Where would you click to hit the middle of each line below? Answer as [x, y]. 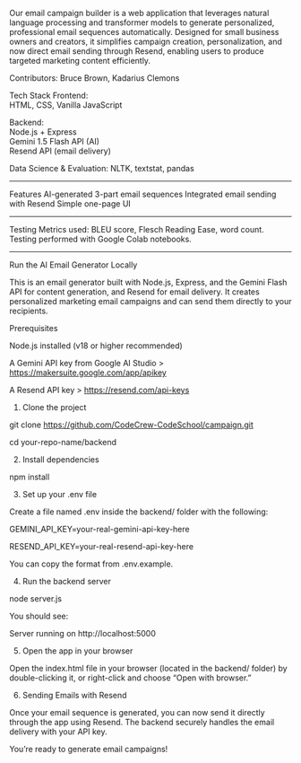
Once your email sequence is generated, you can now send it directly [138, 712]
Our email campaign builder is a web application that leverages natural [139, 13]
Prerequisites [34, 328]
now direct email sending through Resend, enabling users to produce [137, 51]
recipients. [29, 311]
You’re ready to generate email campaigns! [89, 749]
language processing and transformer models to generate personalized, [142, 22]
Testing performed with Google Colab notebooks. [101, 239]
